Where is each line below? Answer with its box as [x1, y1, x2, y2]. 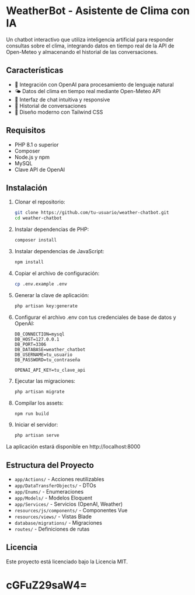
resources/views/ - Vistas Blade [14, 513, 92, 520]
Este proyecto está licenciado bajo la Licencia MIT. [6, 558, 128, 565]
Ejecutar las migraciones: [14, 377, 76, 385]
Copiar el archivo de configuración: [14, 270, 100, 277]
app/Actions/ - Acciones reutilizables [14, 476, 105, 483]
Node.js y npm [14, 154, 50, 161]
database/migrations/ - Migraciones [14, 519, 102, 526]
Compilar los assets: [14, 399, 64, 406]
